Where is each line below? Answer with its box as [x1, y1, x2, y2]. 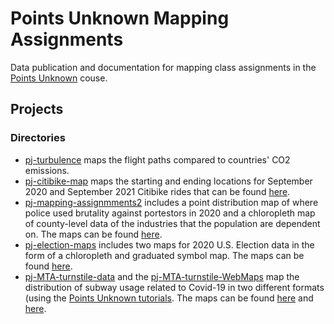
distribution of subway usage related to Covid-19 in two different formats [24, 281, 325, 293]
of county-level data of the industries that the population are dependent [24, 217, 321, 229]
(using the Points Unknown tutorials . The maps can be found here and [24, 292, 314, 304]
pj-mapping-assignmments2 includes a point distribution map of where [24, 196, 319, 208]
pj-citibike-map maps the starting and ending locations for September [24, 175, 313, 187]
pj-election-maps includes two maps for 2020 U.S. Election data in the [24, 238, 315, 251]
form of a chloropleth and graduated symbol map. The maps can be [24, 249, 305, 261]
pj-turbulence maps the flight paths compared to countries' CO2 [24, 153, 291, 166]
